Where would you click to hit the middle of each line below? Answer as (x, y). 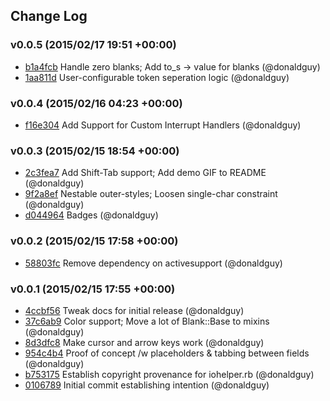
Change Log (49, 16)
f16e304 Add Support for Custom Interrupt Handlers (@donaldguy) (163, 125)
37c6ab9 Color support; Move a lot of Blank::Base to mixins (147, 321)
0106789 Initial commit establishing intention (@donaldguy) (147, 385)
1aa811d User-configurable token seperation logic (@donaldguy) (157, 77)
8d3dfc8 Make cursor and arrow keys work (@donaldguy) (144, 342)
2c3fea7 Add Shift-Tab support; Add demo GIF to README (145, 173)
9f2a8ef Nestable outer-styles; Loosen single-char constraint (151, 194)
